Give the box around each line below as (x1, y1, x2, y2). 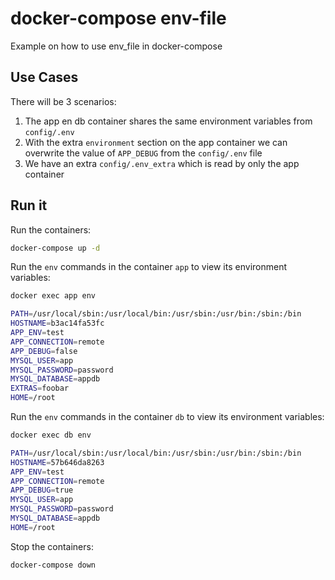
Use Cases (10, 69, 79, 86)
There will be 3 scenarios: (10, 95, 117, 107)
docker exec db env (10, 430, 92, 441)
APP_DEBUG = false (10, 346, 78, 356)
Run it (10, 197, 48, 214)
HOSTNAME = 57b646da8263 (10, 457, 105, 467)
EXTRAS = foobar (10, 383, 70, 394)
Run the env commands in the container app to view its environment (10, 261, 287, 273)
